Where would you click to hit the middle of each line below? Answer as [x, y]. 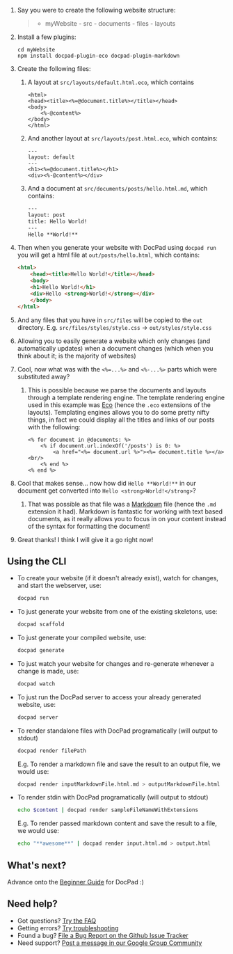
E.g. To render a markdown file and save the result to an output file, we [119, 764]
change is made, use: [48, 671]
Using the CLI [37, 561]
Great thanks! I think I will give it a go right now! [85, 539]
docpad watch [36, 684]
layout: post [47, 215]
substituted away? [43, 376]
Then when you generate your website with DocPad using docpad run [117, 248]
